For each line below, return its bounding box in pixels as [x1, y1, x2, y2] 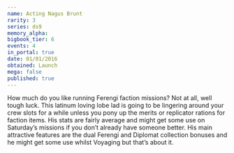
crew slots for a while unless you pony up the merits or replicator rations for [7, 108, 226, 117]
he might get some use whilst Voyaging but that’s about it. [7, 138, 174, 147]
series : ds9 [7, 23, 42, 30]
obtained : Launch [7, 62, 58, 69]
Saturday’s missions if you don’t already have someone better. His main [7, 123, 213, 132]
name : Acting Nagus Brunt [7, 10, 82, 17]
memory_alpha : [7, 29, 49, 37]
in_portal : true [7, 49, 54, 56]
